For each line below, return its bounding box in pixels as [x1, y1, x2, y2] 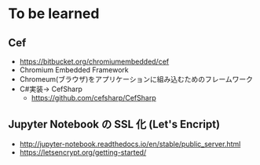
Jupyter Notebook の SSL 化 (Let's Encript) [8, 118, 221, 131]
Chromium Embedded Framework [19, 65, 130, 75]
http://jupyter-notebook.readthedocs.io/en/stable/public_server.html [19, 139, 241, 148]
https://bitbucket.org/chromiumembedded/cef [19, 57, 170, 66]
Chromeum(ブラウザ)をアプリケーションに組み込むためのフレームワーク [19, 75, 254, 83]
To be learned [8, 5, 100, 23]
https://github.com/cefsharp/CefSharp [31, 93, 156, 102]
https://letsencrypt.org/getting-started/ [19, 147, 147, 157]
